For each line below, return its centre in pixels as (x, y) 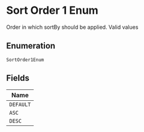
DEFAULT (20, 104)
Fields (18, 78)
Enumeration (31, 46)
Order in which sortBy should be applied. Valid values (72, 27)
